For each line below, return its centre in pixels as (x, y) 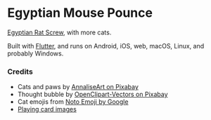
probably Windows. (36, 53)
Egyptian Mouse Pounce (80, 13)
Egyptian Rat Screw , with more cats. (59, 32)
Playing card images (47, 109)
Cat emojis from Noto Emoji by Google (73, 102)
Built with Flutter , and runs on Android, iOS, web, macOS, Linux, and (106, 46)
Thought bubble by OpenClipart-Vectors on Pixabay (92, 94)
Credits (20, 72)
